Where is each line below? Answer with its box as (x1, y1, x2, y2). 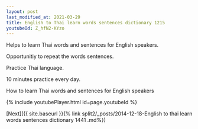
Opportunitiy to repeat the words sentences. (6, 53, 114, 60)
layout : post (6, 8, 38, 15)
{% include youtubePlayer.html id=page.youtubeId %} (6, 99, 138, 106)
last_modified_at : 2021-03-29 (6, 14, 81, 20)
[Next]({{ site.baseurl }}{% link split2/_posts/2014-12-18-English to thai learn (6, 110, 193, 117)
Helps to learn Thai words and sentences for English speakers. (6, 41, 159, 49)
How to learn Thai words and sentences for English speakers (6, 87, 155, 95)
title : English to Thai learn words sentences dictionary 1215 (6, 20, 165, 25)
